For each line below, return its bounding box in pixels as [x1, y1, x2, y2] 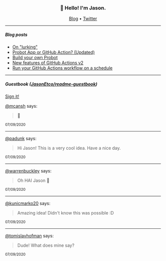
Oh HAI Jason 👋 [17, 177, 50, 183]
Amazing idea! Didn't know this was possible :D [17, 210, 114, 216]
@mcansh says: [5, 103, 38, 109]
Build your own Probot [12, 54, 58, 61]
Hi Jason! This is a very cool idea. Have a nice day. [17, 145, 121, 151]
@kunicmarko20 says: [5, 200, 51, 207]
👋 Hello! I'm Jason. [60, 4, 106, 11]
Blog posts [5, 32, 28, 38]
